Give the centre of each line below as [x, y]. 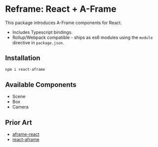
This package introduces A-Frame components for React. [63, 23]
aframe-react [26, 134]
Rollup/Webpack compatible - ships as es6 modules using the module [82, 37]
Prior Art [19, 122]
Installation [23, 58]
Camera [20, 107]
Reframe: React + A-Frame [61, 9]
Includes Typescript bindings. [42, 32]
